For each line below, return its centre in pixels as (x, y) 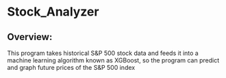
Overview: (30, 37)
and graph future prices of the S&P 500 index (71, 67)
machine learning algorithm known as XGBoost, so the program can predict (113, 60)
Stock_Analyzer (53, 12)
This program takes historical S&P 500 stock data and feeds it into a (103, 53)
